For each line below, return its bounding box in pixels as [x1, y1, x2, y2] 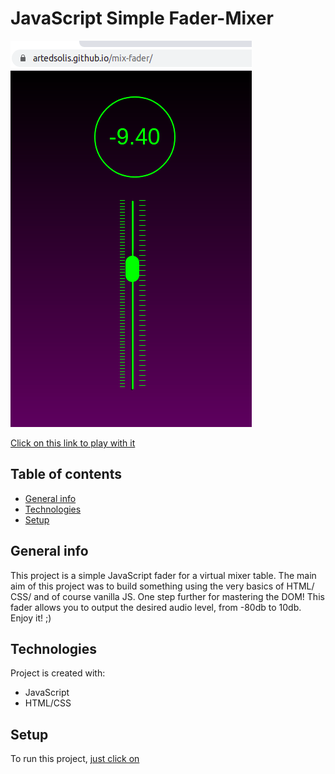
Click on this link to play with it [10, 437, 136, 449]
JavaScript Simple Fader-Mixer [10, 7, 274, 30]
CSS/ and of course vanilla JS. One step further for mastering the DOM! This [10, 590, 325, 602]
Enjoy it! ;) [10, 612, 52, 624]
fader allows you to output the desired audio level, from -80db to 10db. [10, 601, 302, 613]
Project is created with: [10, 667, 106, 679]
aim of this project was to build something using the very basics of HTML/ [10, 580, 315, 592]
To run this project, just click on [10, 753, 140, 765]
